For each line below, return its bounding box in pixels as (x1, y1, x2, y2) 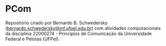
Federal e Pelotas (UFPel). (5, 36, 60, 42)
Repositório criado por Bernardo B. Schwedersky (5, 20, 108, 26)
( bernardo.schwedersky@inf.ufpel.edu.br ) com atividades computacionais (5, 25, 161, 31)
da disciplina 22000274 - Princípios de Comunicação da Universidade (5, 30, 152, 36)
